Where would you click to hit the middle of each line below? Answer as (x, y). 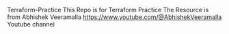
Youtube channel (31, 24)
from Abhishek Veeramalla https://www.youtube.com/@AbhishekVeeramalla (114, 17)
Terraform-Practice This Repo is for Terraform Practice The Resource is (108, 10)
